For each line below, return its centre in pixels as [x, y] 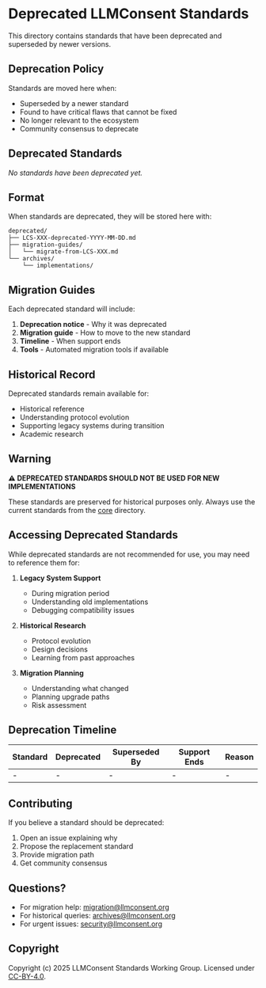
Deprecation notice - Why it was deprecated [93, 325]
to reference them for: [44, 562]
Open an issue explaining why [68, 838]
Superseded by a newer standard [74, 103]
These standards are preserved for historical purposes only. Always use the [132, 502]
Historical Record [52, 374]
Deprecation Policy [56, 69]
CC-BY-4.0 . [27, 976]
